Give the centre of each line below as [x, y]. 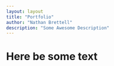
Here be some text [52, 57]
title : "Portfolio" [30, 17]
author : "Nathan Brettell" [39, 22]
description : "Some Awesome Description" [58, 28]
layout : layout [25, 11]
